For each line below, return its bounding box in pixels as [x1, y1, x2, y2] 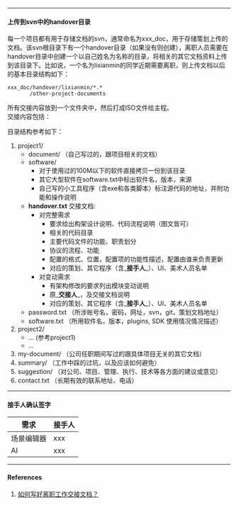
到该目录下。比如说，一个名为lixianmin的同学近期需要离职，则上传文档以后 [7, 61, 225, 69]
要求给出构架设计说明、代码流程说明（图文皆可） [49, 220, 193, 228]
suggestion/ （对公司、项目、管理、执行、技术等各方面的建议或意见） [17, 368, 222, 376]
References [7, 473, 42, 482]
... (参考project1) [28, 334, 76, 342]
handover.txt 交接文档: [28, 202, 96, 210]
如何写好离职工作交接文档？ [17, 489, 99, 498]
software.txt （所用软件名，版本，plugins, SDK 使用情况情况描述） [28, 317, 222, 326]
